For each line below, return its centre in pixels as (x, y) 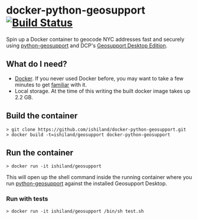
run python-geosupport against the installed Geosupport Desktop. (87, 183)
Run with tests (27, 199)
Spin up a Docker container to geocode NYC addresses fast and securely (95, 39)
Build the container (42, 116)
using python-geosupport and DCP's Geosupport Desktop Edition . (87, 46)
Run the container (40, 152)
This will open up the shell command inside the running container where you (99, 177)
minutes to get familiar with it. (51, 85)
